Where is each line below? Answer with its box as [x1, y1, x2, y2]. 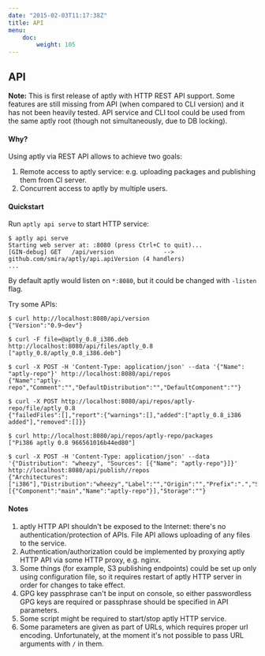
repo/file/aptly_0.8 [8, 404, 77, 412]
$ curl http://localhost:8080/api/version [8, 315, 150, 323]
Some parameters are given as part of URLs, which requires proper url [19, 622, 248, 632]
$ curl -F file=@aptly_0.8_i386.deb [8, 336, 129, 344]
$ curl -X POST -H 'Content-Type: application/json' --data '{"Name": [8, 363, 245, 371]
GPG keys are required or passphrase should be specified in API [19, 597, 229, 606]
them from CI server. [19, 175, 87, 185]
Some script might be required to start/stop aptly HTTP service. [19, 613, 227, 623]
